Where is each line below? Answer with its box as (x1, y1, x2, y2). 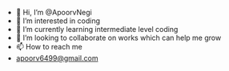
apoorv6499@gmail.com (15, 53, 98, 63)
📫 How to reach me (15, 42, 82, 51)
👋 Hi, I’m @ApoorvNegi (15, 8, 92, 17)
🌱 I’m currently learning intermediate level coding (15, 25, 179, 34)
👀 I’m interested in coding (15, 16, 101, 26)
